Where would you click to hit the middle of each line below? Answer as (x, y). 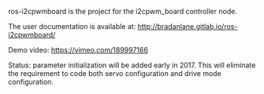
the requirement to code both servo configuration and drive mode (115, 73)
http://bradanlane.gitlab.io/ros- (188, 26)
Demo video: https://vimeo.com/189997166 (78, 50)
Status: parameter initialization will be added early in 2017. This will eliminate (132, 65)
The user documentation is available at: (72, 26)
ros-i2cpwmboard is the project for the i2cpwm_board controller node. (123, 11)
